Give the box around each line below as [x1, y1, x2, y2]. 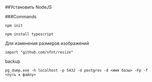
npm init [5, 23, 23, 28]
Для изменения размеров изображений [5, 40, 89, 46]
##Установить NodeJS [5, 4, 52, 10]
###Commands [5, 14, 37, 19]
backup [5, 58, 21, 64]
